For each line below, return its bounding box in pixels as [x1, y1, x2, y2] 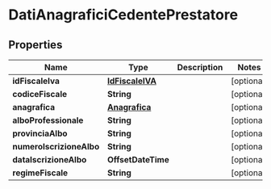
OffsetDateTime [107, 154, 169, 165]
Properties [8, 38, 63, 52]
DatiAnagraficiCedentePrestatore [8, 6, 239, 24]
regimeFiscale [12, 167, 69, 178]
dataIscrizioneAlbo [12, 154, 87, 165]
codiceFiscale [12, 89, 68, 99]
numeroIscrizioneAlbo [12, 141, 100, 152]
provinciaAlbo [12, 128, 68, 139]
